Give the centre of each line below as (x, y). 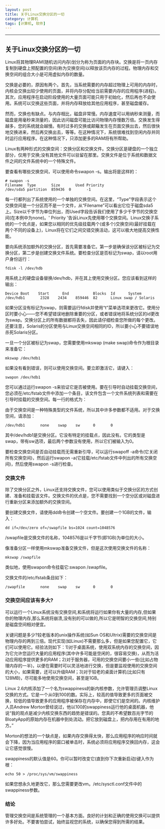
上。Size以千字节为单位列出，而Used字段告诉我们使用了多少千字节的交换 (79, 212)
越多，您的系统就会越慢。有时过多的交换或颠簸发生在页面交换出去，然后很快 (82, 126)
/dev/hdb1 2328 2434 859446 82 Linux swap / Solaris (80, 298)
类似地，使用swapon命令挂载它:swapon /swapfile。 (57, 567)
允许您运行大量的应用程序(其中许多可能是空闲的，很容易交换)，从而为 (84, 653)
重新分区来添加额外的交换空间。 (41, 502)
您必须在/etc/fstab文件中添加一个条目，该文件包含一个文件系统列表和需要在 (82, 393)
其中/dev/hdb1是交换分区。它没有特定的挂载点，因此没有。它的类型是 (75, 435)
